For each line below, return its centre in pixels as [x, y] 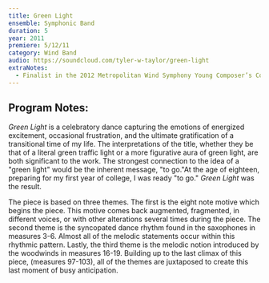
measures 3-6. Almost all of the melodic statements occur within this [122, 237]
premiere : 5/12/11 [39, 46]
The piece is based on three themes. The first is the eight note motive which [134, 202]
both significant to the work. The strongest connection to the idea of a [124, 161]
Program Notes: [49, 108]
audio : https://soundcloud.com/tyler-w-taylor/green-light [109, 61]
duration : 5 [28, 30]
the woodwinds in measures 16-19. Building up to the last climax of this [125, 253]
